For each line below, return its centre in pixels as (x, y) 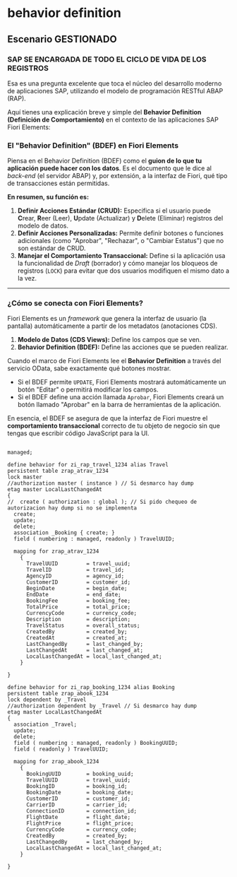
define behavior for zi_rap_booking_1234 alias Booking (91, 688)
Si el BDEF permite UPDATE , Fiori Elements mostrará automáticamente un (122, 382)
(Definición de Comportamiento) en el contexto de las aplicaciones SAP (113, 119)
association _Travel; (45, 725)
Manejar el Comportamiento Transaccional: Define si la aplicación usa (121, 256)
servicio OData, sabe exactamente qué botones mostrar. (89, 368)
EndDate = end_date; (73, 595)
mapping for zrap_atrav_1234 (56, 552)
